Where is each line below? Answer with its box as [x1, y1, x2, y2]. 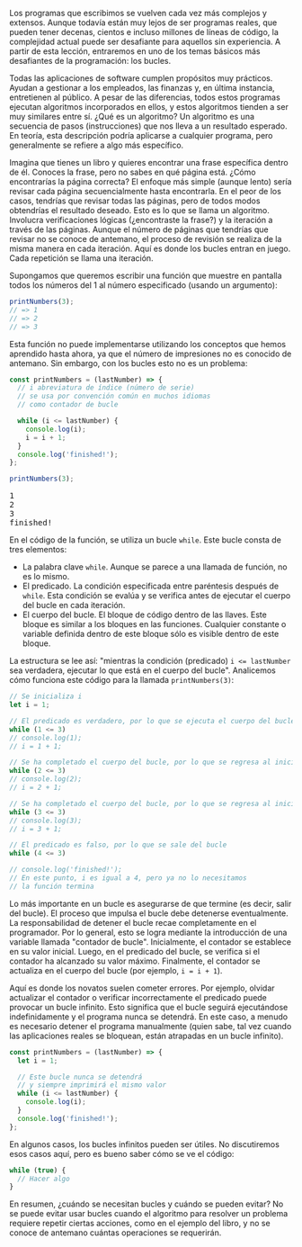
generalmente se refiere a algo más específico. [9, 139, 184, 150]
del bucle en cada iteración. [22, 600, 126, 611]
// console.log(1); [9, 733, 83, 742]
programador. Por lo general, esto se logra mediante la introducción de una [9, 927, 288, 937]
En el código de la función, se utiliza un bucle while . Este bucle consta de [9, 534, 281, 545]
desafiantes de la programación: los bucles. [9, 56, 172, 66]
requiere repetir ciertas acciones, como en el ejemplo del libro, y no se [9, 1218, 271, 1229]
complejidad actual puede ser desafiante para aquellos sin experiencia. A [9, 36, 281, 47]
